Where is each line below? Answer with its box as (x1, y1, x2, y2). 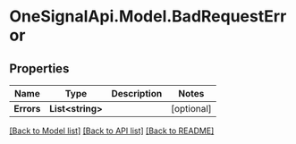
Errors (13, 103, 41, 114)
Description (111, 88, 163, 99)
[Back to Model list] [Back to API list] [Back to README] (9, 125, 215, 136)
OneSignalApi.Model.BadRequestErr (9, 6, 287, 27)
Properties (9, 61, 70, 76)
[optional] (170, 103, 212, 114)
